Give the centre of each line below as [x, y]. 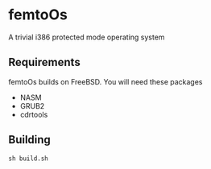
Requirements [44, 62]
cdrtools [34, 114]
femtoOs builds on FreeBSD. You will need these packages [105, 81]
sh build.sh [28, 159]
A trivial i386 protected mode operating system [87, 37]
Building [29, 140]
